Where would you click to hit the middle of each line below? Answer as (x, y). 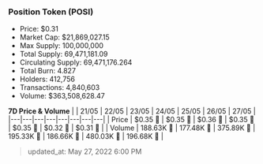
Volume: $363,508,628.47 (62, 96)
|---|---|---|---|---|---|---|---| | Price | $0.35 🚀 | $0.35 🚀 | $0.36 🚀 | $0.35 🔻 (131, 120)
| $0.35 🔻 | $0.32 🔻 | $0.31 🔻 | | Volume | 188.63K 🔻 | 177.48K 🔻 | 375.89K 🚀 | (132, 128)
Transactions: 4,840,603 (60, 88)
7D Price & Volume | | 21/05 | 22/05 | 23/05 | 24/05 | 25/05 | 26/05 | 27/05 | (132, 111)
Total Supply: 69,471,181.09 (64, 54)
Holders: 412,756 (47, 79)
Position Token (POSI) (51, 12)
